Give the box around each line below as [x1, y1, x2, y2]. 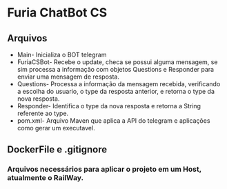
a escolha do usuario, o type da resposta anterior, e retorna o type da [17, 88, 215, 95]
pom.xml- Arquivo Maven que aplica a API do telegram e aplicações [17, 117, 210, 125]
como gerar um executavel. [17, 124, 95, 132]
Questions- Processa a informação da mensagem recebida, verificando [17, 80, 221, 88]
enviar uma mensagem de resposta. [17, 72, 119, 81]
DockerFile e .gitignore [7, 143, 108, 156]
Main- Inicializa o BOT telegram [17, 50, 107, 59]
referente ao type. [17, 109, 69, 117]
